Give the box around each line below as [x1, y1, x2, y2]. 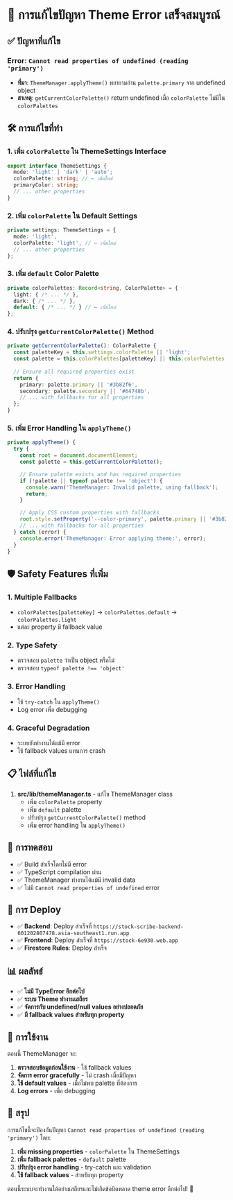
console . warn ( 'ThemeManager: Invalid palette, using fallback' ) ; [25, 484, 218, 491]
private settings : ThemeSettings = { [7, 227, 116, 234]
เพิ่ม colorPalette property [27, 797, 103, 806]
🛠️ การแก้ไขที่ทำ [7, 122, 63, 134]
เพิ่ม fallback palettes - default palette [17, 1155, 127, 1163]
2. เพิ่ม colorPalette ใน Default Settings [7, 211, 137, 220]
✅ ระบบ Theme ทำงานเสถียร [17, 995, 88, 1003]
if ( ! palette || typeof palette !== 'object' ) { [19, 477, 163, 485]
